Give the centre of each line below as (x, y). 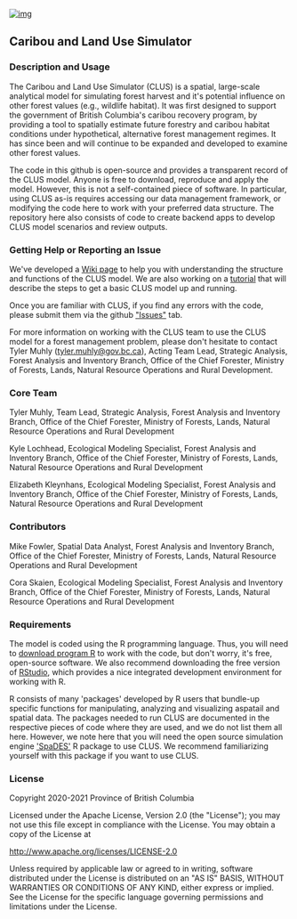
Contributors (38, 527)
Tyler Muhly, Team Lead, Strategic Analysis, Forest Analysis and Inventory (145, 412)
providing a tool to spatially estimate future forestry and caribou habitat (140, 124)
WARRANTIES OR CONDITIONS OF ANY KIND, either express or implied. (141, 888)
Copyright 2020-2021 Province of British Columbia (102, 798)
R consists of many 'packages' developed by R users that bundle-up (135, 698)
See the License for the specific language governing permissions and (136, 897)
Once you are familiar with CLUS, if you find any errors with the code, (136, 305)
